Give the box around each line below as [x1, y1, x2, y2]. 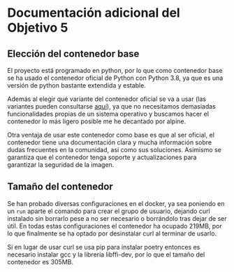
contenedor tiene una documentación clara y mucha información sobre [7, 138, 212, 147]
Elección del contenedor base [7, 48, 140, 60]
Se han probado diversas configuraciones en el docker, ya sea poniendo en [7, 199, 225, 208]
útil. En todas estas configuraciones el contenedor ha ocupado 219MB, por [7, 222, 222, 230]
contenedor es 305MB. [7, 257, 73, 266]
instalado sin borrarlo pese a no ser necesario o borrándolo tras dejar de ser [7, 214, 227, 222]
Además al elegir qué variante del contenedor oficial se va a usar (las [7, 95, 206, 103]
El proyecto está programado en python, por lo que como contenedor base [7, 67, 223, 74]
